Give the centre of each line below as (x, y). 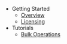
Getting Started (31, 9)
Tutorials (23, 28)
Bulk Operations (41, 34)
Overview (33, 15)
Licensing (33, 21)
